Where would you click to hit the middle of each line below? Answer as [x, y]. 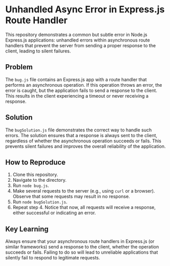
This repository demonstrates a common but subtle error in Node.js [76, 34]
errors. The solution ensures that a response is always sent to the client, [81, 135]
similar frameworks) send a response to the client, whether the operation [82, 247]
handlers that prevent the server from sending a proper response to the [81, 45]
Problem [19, 67]
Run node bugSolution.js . [40, 202]
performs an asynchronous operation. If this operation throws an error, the [84, 85]
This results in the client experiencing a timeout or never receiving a [77, 96]
